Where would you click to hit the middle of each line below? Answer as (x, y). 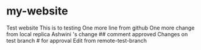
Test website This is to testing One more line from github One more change (100, 28)
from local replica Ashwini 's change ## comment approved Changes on (97, 34)
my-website (37, 11)
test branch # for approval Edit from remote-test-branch (77, 40)
